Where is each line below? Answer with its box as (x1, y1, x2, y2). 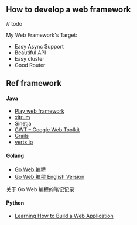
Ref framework (6, 78, 62, 88)
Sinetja (14, 120, 32, 127)
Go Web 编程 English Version (14, 173, 85, 180)
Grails (14, 133, 29, 140)
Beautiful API (14, 49, 46, 56)
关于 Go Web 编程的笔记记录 (6, 185, 75, 192)
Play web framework (14, 108, 64, 115)
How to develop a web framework (6, 5, 131, 15)
